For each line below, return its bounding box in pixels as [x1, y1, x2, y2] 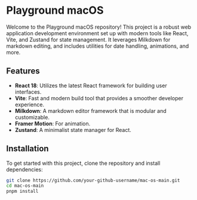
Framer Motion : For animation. [14, 120, 91, 127]
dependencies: [6, 165, 43, 173]
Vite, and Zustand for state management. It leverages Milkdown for [6, 36, 171, 43]
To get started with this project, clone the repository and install [6, 159, 161, 167]
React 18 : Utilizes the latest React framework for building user [14, 82, 167, 89]
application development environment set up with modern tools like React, [6, 29, 189, 36]
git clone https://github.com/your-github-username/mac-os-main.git [6, 177, 180, 183]
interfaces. [14, 88, 42, 96]
